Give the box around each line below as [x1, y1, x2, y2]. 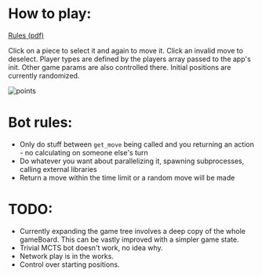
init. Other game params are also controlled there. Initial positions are [8, 62, 231, 71]
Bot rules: [8, 114, 73, 132]
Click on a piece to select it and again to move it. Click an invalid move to [8, 46, 243, 55]
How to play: [8, 5, 92, 23]
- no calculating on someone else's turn [19, 148, 149, 157]
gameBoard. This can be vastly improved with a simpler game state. [19, 235, 239, 244]
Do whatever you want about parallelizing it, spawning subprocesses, [19, 156, 245, 166]
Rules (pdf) [8, 31, 45, 40]
